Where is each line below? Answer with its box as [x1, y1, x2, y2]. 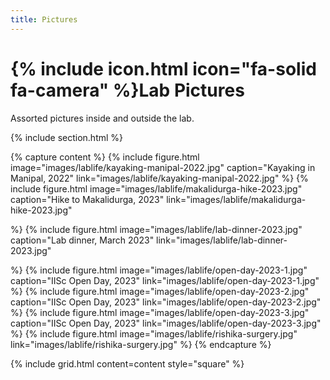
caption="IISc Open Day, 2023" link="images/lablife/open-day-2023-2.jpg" [10, 296, 322, 308]
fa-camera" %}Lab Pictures [10, 79, 245, 101]
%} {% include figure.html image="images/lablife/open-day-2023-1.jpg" [10, 264, 308, 276]
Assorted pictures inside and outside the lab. [10, 112, 195, 124]
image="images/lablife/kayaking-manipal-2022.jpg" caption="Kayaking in [10, 161, 316, 173]
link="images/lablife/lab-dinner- [156, 234, 288, 246]
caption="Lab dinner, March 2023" [10, 234, 155, 246]
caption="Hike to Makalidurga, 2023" [10, 193, 165, 205]
